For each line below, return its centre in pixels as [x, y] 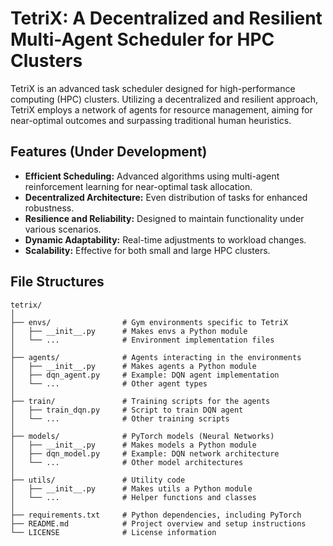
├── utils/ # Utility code [98, 480]
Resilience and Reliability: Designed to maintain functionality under [164, 218]
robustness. [49, 208]
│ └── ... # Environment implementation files [142, 340]
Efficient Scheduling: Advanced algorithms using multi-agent [152, 176]
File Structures [57, 282]
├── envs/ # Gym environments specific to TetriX [149, 322]
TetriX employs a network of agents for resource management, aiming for [161, 109]
